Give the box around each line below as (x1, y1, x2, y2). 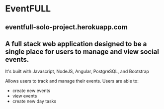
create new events (12, 88, 51, 94)
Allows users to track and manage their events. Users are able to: (5, 78, 139, 84)
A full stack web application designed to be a (5, 39, 147, 48)
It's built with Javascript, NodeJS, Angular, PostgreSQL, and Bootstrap (5, 68, 149, 75)
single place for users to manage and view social (5, 47, 159, 56)
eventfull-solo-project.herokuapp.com (5, 23, 128, 31)
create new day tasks (12, 98, 57, 105)
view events (12, 93, 37, 99)
